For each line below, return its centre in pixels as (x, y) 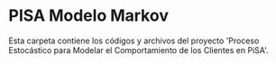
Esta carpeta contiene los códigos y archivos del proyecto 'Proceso (134, 41)
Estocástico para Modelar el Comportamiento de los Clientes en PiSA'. (138, 50)
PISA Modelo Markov (88, 16)
